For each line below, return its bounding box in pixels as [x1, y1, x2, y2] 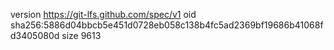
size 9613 [61, 30, 102, 41]
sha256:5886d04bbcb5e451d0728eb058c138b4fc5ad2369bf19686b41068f [10, 19, 324, 31]
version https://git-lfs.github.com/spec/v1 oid [10, 9, 197, 20]
